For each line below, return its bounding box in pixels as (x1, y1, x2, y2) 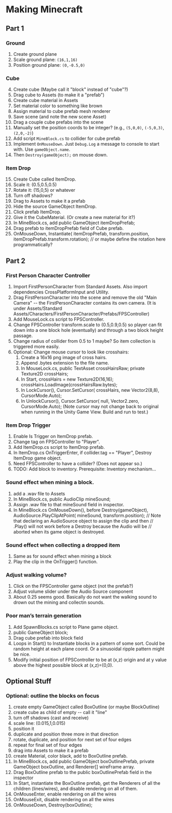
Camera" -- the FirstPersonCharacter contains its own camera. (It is (13, 300, 157, 306)
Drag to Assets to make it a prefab (13, 198, 85, 204)
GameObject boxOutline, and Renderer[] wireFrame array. (13, 764, 135, 770)
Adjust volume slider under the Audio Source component (13, 588, 134, 594)
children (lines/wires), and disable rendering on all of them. (13, 786, 138, 792)
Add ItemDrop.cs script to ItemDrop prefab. (13, 444, 105, 450)
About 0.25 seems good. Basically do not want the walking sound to (13, 594, 157, 600)
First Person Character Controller (6, 272, 91, 279)
